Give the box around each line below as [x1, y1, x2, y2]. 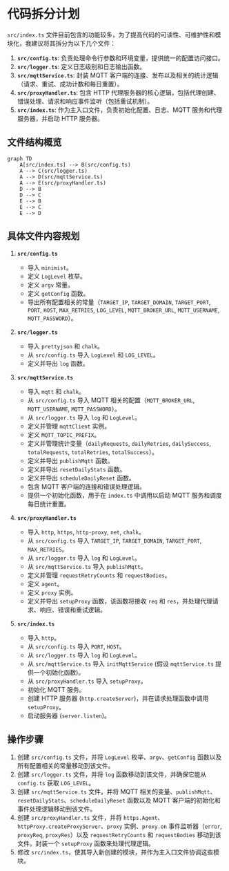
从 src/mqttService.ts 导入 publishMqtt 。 [27, 562, 147, 570]
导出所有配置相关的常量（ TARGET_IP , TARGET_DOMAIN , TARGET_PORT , [27, 298, 211, 306]
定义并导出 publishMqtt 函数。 [27, 456, 114, 465]
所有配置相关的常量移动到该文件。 [17, 762, 114, 770]
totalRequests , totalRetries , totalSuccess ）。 [27, 447, 159, 456]
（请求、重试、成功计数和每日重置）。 [17, 79, 123, 88]
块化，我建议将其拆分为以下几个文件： [7, 39, 116, 47]
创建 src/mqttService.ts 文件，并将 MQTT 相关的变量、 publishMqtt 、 [17, 787, 217, 796]
